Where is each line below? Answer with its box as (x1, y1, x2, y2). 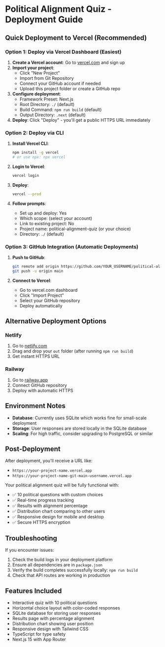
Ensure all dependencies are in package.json (12, 562, 102, 568)
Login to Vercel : (12, 164, 45, 170)
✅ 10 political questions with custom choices (12, 492, 103, 498)
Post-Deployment (5, 444, 61, 453)
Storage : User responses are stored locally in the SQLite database (12, 425, 147, 431)
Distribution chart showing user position (12, 620, 94, 626)
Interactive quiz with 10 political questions (12, 600, 98, 606)
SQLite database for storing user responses (12, 610, 101, 616)
